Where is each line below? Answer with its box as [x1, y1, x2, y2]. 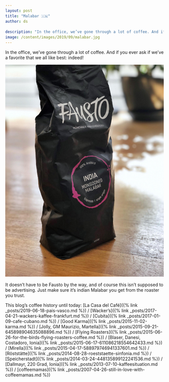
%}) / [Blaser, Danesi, [96, 335, 141, 340]
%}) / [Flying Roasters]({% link [63, 329, 127, 335]
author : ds [5, 19, 28, 24]
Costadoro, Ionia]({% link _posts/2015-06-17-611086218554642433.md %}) [5, 340, 162, 346]
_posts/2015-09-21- [117, 323, 159, 330]
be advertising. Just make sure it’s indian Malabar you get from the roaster [5, 287, 159, 293]
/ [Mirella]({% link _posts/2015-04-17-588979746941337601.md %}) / [5, 345, 149, 351]
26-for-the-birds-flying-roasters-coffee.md [5, 335, 96, 340]
